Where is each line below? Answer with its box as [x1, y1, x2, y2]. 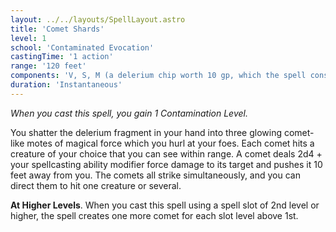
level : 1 [10, 33, 47, 43]
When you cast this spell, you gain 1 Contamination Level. [10, 107, 248, 119]
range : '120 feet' [10, 61, 87, 71]
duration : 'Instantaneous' [10, 80, 123, 90]
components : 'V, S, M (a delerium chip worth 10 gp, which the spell [10, 71, 307, 81]
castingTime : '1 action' [10, 52, 114, 62]
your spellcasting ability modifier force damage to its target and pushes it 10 [10, 158, 323, 170]
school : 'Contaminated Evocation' [10, 42, 155, 53]
